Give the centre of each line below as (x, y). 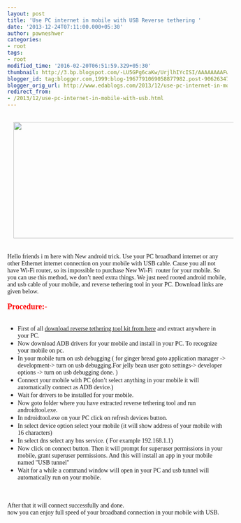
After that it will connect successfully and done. (66, 505)
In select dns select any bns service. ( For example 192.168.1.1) (95, 441)
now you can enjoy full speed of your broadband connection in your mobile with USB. (113, 512)
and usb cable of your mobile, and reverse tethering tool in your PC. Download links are (115, 284)
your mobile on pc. (41, 351)
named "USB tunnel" (43, 463)
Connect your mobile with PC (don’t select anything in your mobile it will (108, 380)
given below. (23, 291)
